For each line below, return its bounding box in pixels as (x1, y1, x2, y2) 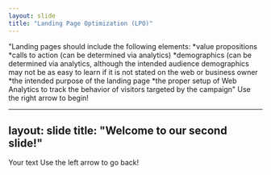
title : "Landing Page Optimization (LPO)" (8, 19, 153, 27)
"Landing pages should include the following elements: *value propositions (8, 41, 258, 51)
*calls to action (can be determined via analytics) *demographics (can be (8, 50, 252, 60)
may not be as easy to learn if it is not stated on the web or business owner (8, 67, 258, 77)
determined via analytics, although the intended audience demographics (8, 58, 250, 69)
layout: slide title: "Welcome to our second (8, 123, 227, 137)
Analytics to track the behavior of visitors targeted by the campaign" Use (8, 84, 252, 94)
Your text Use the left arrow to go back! (8, 158, 140, 168)
